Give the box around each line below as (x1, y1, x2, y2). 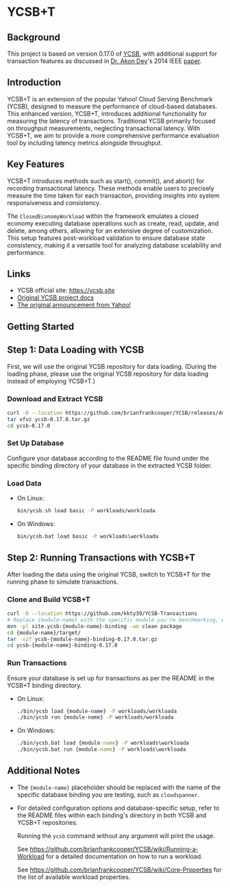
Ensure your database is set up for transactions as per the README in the (7, 673, 215, 682)
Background (7, 32, 60, 43)
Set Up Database (7, 438, 64, 448)
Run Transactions (7, 658, 67, 668)
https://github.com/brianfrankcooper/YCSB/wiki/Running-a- (29, 845, 199, 853)
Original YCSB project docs (16, 293, 94, 302)
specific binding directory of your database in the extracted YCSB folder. (7, 461, 212, 470)
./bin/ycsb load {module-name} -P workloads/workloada (16, 708, 177, 715)
